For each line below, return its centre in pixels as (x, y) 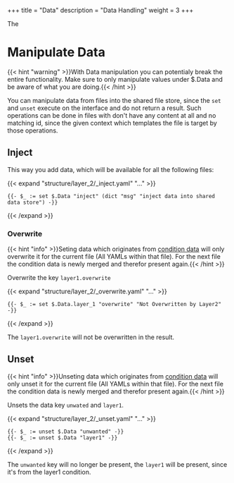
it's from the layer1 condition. (49, 472)
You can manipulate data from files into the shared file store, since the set (114, 100)
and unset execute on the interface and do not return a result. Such (104, 108)
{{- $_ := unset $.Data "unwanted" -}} (66, 432)
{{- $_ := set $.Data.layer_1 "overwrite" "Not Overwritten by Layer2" (114, 305)
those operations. (33, 130)
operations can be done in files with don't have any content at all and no (112, 115)
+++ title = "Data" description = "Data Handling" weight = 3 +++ (100, 10)
